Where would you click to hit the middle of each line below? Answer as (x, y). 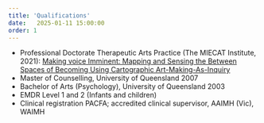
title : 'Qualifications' (49, 15)
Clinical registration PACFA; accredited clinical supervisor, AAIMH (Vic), (137, 103)
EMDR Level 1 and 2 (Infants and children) (88, 95)
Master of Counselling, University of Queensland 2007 (109, 78)
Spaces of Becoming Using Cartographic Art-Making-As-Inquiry (125, 70)
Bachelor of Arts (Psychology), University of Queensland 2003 (122, 86)
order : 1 (23, 30)
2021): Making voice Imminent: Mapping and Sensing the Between (128, 61)
